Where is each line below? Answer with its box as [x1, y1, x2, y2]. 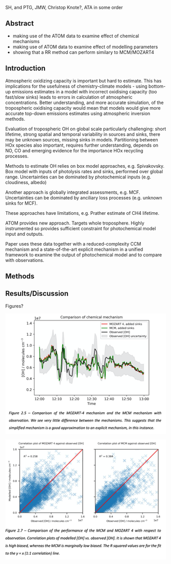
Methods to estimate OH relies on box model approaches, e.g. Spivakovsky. [5, 163, 165, 169]
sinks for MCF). [5, 200, 38, 206]
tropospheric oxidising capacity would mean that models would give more [5, 105, 161, 111]
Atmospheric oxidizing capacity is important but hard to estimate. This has [5, 77, 162, 84]
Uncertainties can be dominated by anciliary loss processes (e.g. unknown [5, 194, 162, 200]
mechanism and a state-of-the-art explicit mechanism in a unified [5, 246, 143, 252]
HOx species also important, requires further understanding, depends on [5, 142, 159, 148]
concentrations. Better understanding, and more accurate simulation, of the [5, 99, 164, 106]
